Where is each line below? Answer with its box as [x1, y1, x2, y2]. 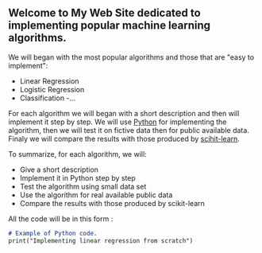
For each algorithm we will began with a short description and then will [8, 108, 240, 118]
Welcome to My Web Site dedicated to [8, 6, 201, 20]
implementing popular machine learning [8, 19, 211, 33]
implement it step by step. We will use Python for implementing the [8, 117, 227, 127]
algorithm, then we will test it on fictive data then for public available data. [8, 125, 250, 134]
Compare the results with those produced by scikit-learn [19, 198, 205, 208]
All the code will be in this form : [8, 214, 114, 224]
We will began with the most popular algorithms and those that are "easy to [8, 52, 255, 62]
